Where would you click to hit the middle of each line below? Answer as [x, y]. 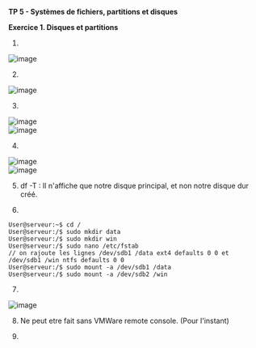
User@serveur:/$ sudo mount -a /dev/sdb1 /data [90, 267]
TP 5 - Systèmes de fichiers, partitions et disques [93, 12]
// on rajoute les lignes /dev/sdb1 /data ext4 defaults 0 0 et [119, 253]
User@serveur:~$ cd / [45, 225]
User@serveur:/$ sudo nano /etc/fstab [73, 246]
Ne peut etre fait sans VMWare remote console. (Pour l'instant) [125, 320]
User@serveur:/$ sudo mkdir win [63, 239]
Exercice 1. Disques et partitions [63, 27]
